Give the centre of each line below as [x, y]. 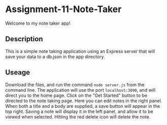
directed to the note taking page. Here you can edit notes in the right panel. [84, 101]
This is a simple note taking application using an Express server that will [80, 51]
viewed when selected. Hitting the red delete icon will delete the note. [78, 116]
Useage [18, 72]
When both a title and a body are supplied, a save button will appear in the [83, 106]
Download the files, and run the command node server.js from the [75, 85]
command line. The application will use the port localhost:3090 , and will [80, 90]
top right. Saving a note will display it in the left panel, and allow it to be [79, 111]
